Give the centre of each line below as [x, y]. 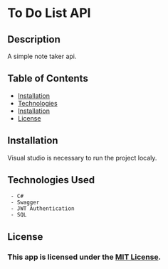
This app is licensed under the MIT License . [84, 257]
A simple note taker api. [42, 56]
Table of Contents [48, 78]
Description [34, 39]
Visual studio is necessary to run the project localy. [82, 158]
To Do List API [49, 13]
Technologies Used [51, 180]
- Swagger [25, 203]
